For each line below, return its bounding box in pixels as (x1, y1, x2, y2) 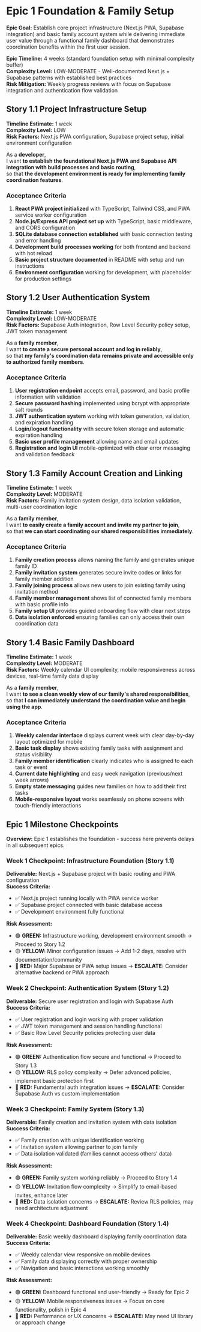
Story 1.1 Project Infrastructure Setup (6, 104, 147, 115)
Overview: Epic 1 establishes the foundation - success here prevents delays (6, 836, 195, 843)
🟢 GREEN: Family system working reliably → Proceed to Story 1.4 (14, 1174, 178, 1181)
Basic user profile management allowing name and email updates (14, 438, 179, 445)
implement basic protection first (14, 1077, 94, 1084)
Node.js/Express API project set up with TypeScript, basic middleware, (14, 218, 193, 225)
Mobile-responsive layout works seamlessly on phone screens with (14, 795, 184, 803)
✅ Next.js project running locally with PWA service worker (14, 894, 159, 902)
